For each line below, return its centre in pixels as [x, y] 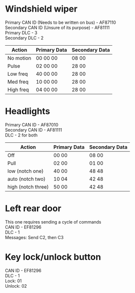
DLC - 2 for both [21, 135]
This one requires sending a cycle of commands [53, 222]
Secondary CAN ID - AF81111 [34, 130]
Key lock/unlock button [53, 257]
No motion [19, 58]
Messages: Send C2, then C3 [34, 237]
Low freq [18, 74]
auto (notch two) [26, 179]
